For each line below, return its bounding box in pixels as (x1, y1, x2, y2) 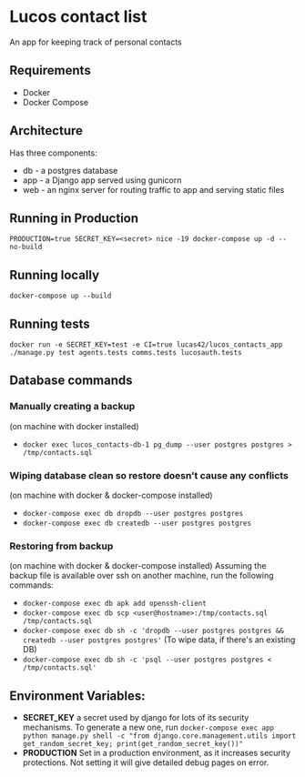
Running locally (9, 267, 100, 283)
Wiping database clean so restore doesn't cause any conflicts (9, 469, 289, 481)
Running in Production (9, 210, 139, 226)
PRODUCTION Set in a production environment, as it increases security (22, 748, 291, 759)
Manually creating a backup (9, 400, 136, 413)
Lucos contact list (9, 6, 147, 27)
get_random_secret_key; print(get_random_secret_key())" (22, 740, 244, 749)
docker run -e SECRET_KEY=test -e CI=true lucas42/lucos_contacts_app (9, 340, 283, 349)
